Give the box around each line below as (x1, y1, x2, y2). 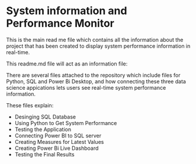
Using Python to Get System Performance (14, 119, 117, 126)
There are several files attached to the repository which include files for (6, 71, 181, 78)
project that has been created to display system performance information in (6, 42, 191, 50)
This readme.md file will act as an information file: (6, 60, 128, 67)
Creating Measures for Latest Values (14, 138, 104, 145)
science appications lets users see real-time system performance (6, 84, 166, 91)
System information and (6, 4, 127, 18)
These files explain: (6, 101, 54, 109)
